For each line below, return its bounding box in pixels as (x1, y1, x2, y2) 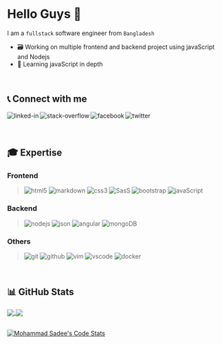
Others (7, 237, 31, 246)
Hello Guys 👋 (7, 6, 82, 22)
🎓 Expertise (7, 147, 63, 159)
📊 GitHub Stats (7, 286, 74, 298)
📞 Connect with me (7, 93, 87, 105)
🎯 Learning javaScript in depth (16, 60, 103, 68)
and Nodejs (16, 52, 50, 61)
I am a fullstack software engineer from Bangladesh (7, 29, 155, 37)
